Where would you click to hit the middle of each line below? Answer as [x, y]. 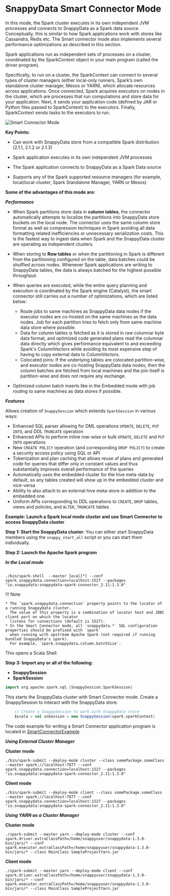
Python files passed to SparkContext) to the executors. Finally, [71, 107]
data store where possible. [48, 327]
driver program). [22, 65]
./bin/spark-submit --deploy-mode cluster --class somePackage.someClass [85, 760]
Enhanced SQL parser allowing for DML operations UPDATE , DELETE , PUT [86, 426]
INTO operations [29, 442]
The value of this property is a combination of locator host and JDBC [87, 612]
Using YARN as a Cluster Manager [42, 815]
